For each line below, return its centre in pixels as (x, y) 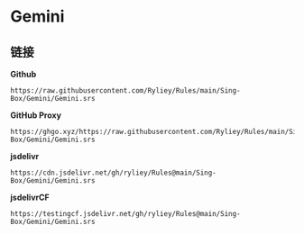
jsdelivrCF (30, 197)
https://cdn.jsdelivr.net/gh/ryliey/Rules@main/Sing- (114, 173)
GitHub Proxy (36, 115)
